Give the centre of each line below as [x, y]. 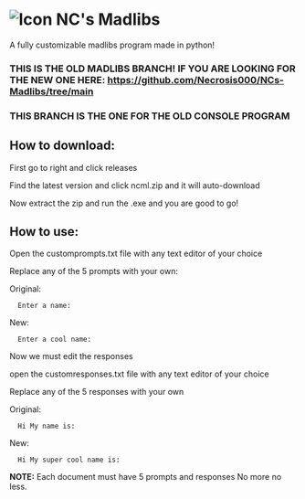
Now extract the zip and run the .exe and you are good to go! [124, 203]
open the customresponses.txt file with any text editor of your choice [139, 374]
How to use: [44, 232]
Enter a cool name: [55, 340]
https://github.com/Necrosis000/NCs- [196, 80]
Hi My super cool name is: [69, 460]
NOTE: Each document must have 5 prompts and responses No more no [146, 477]
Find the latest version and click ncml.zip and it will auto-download [135, 185]
